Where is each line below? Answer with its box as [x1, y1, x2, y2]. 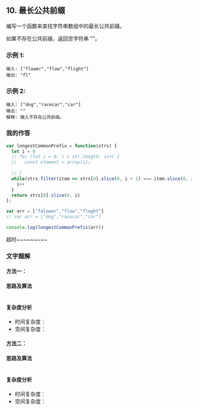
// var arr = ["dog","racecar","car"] [6, 214, 101, 220]
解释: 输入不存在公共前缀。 [6, 114, 65, 120]
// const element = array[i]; [11, 159, 91, 165]
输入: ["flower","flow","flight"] [6, 66, 90, 72]
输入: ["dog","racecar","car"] [6, 102, 81, 108]
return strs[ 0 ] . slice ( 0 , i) [11, 192, 81, 198]
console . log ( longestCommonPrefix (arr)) [6, 225, 104, 231]
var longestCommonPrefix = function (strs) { [6, 143, 117, 149]
